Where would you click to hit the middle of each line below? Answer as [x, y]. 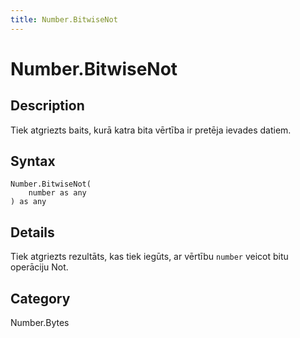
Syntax [33, 161]
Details [32, 232]
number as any [57, 193]
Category [40, 298]
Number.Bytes [40, 323]
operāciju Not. [39, 267]
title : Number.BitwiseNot [64, 19]
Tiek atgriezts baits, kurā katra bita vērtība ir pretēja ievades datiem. [151, 130]
